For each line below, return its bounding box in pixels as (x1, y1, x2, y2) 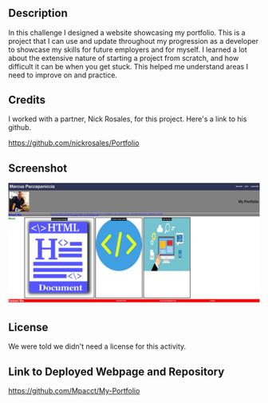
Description (8, 6, 68, 20)
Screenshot (8, 161, 68, 175)
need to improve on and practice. (8, 70, 118, 80)
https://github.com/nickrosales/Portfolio (8, 138, 140, 148)
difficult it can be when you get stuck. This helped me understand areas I (8, 61, 249, 71)
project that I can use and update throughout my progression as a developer (8, 36, 259, 45)
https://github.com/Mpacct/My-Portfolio (8, 385, 140, 395)
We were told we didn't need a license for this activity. (8, 342, 187, 351)
